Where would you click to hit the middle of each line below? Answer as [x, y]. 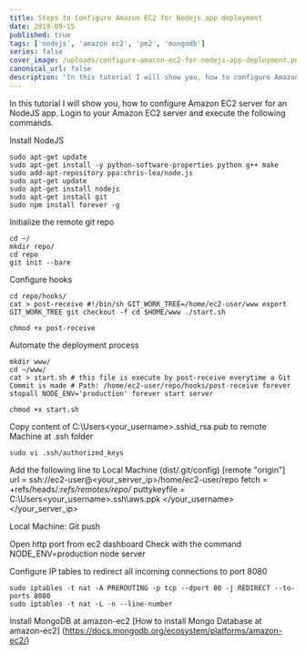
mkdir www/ [30, 361]
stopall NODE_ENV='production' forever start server [112, 393]
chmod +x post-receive [52, 328]
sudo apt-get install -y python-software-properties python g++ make [144, 165]
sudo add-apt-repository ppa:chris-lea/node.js [102, 173]
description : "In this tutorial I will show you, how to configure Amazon [154, 78]
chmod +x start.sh [44, 410]
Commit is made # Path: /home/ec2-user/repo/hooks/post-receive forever [150, 385]
